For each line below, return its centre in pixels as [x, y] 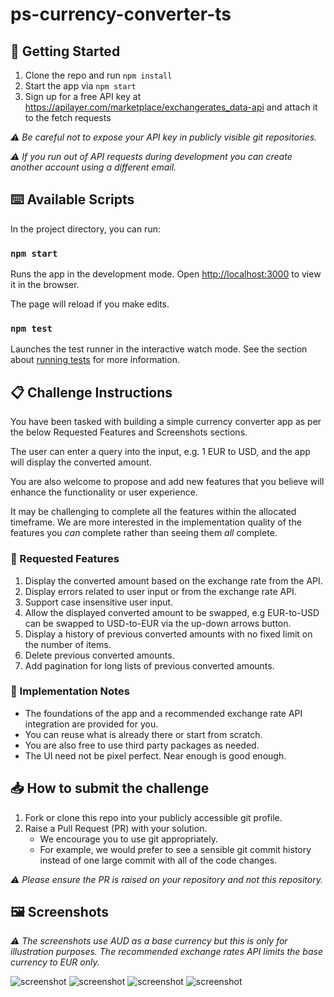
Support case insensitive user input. [99, 602]
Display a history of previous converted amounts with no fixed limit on [168, 634]
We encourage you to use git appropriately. [128, 839]
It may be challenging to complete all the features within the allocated [153, 512]
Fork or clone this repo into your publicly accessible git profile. [153, 817]
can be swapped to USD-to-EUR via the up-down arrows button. [158, 623]
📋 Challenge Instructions [91, 392]
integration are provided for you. [91, 724]
